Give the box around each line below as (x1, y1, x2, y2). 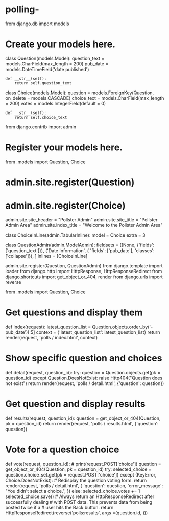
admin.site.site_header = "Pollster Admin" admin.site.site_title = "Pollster (5, 216, 158, 223)
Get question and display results (5, 398, 146, 410)
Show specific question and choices (5, 353, 162, 364)
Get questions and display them (5, 307, 143, 319)
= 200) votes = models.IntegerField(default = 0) (5, 100, 106, 106)
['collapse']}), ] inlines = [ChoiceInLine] (5, 253, 88, 259)
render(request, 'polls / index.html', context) (5, 334, 98, 341)
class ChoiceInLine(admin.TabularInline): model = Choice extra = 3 (5, 232, 146, 238)
